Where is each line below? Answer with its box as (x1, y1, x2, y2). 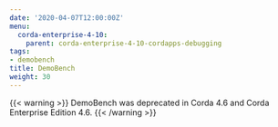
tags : (9, 47, 30, 56)
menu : (9, 22, 30, 31)
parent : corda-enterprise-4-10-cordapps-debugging (26, 38, 222, 48)
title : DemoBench (9, 64, 76, 73)
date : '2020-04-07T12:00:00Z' (9, 13, 125, 23)
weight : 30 (9, 73, 51, 82)
